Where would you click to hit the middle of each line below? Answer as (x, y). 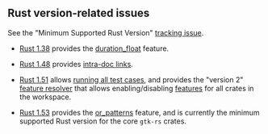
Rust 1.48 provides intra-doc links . (76, 64)
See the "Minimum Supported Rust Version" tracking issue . (106, 32)
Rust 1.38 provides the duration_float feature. (94, 48)
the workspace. (45, 97)
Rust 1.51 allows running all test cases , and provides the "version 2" (131, 79)
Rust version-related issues (79, 13)
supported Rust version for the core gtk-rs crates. (103, 121)
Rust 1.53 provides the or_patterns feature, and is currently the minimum (139, 112)
